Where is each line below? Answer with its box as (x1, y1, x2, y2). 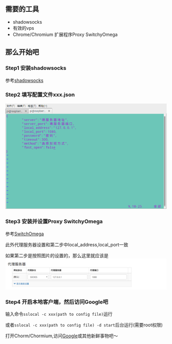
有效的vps (12, 25, 34, 31)
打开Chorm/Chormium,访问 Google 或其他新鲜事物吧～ (5, 333, 118, 339)
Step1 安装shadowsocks (5, 65, 67, 72)
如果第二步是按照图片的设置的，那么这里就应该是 (5, 252, 109, 258)
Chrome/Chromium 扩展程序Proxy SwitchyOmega (12, 31, 118, 37)
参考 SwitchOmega (5, 231, 45, 237)
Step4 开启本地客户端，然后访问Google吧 (5, 298, 109, 305)
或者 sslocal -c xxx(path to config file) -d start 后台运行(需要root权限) (5, 322, 163, 328)
